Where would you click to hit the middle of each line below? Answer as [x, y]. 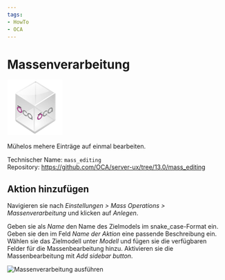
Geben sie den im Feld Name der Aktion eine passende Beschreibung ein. [112, 234]
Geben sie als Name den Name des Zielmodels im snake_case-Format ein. [113, 227]
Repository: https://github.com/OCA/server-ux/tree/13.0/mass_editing [106, 167]
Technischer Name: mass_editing [54, 160]
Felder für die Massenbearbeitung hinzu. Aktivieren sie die [90, 249]
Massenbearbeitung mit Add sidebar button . [70, 256]
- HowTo [18, 22]
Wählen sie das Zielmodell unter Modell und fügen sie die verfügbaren [107, 241]
